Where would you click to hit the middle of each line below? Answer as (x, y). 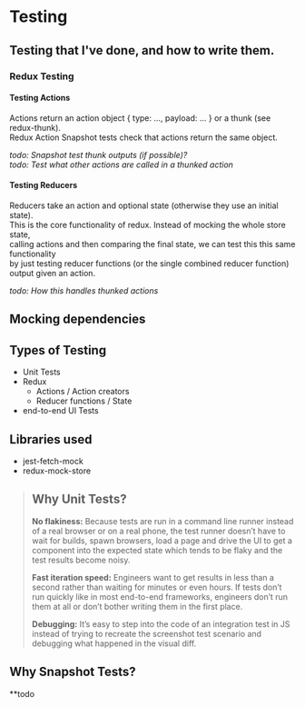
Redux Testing (42, 76)
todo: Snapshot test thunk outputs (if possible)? (98, 154)
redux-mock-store (57, 471)
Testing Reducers (44, 185)
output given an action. (53, 273)
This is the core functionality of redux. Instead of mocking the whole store (148, 224)
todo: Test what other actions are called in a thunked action (122, 164)
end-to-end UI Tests (60, 411)
